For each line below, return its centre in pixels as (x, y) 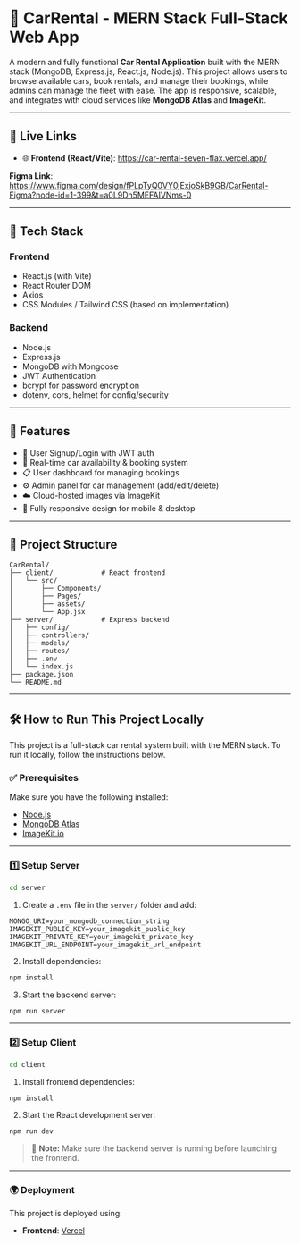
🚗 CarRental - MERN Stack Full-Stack (149, 18)
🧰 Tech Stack (46, 231)
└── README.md (36, 683)
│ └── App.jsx (48, 612)
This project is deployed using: (66, 1213)
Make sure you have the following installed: (89, 797)
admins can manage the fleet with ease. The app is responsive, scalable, (143, 90)
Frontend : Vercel (53, 1230)
